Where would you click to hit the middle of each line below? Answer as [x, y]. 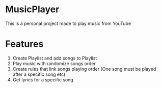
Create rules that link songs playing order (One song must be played [84, 69]
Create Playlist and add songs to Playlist [55, 58]
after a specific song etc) [39, 74]
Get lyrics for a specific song [43, 79]
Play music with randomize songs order [54, 63]
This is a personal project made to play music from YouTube [68, 23]
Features [24, 44]
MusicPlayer [32, 9]
